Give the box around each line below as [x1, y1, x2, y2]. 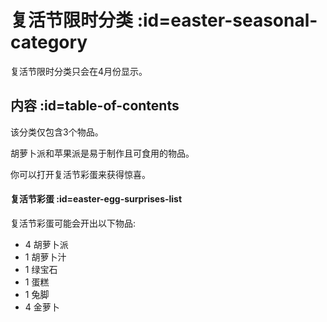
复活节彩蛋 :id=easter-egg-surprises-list [10, 193, 183, 205]
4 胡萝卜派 [24, 238, 69, 250]
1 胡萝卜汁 [24, 251, 67, 263]
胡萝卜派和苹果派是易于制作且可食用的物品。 [10, 147, 195, 159]
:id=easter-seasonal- [136, 9, 318, 32]
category [10, 31, 88, 54]
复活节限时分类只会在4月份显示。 [10, 65, 148, 77]
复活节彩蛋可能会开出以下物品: [10, 217, 137, 229]
